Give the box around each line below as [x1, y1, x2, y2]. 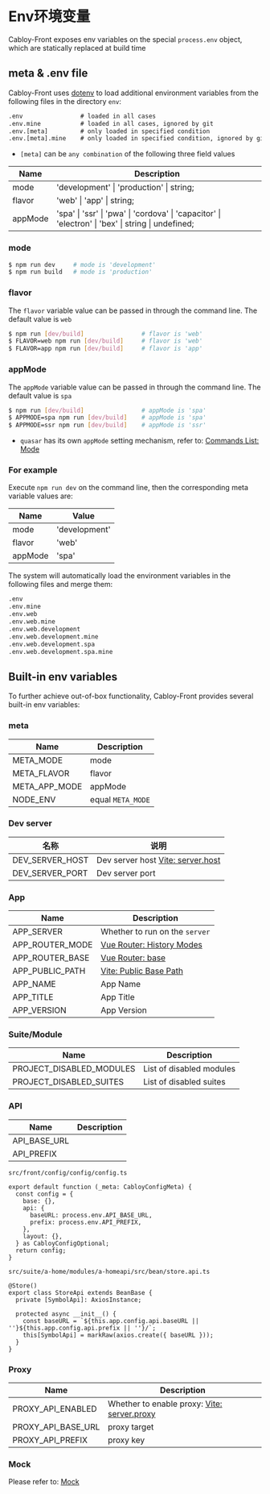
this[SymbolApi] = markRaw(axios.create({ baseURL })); [22, 1331, 215, 1339]
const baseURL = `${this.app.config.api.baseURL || [22, 1317, 199, 1325]
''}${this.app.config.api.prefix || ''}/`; [8, 1324, 157, 1332]
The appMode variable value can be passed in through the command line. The [8, 382, 261, 392]
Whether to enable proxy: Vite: [107, 1398, 223, 1409]
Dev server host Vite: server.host [96, 854, 221, 865]
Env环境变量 [8, 7, 91, 26]
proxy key [107, 1434, 145, 1446]
